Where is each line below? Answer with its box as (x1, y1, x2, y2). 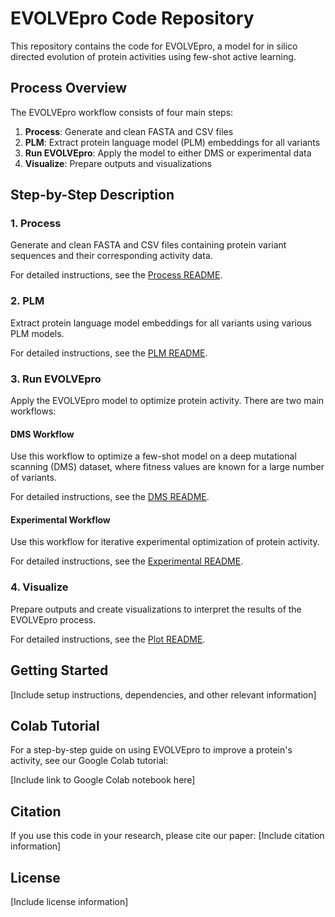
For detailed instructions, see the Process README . (10, 269, 223, 281)
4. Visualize (10, 580, 69, 594)
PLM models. (10, 327, 65, 339)
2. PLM (10, 294, 45, 308)
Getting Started (10, 662, 109, 679)
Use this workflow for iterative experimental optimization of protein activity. (10, 536, 320, 548)
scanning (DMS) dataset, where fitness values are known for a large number (10, 461, 325, 473)
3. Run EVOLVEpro (10, 372, 102, 386)
